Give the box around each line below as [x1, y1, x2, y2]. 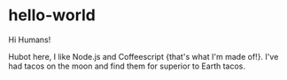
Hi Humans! [8, 34, 51, 45]
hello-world [8, 5, 97, 25]
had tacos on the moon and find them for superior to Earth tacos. [8, 61, 245, 71]
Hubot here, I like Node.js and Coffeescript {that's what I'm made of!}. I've [8, 51, 279, 62]
